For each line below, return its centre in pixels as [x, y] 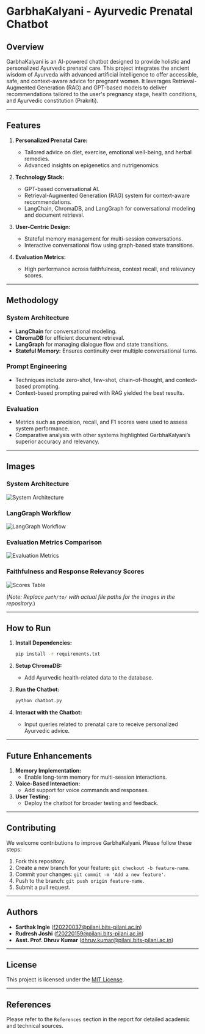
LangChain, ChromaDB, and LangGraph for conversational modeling [110, 208]
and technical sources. [35, 1026]
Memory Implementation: [48, 771]
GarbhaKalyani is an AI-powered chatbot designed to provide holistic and [99, 62]
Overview [25, 47]
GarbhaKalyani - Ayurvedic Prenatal [100, 11]
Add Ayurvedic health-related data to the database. [89, 678]
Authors [22, 912]
